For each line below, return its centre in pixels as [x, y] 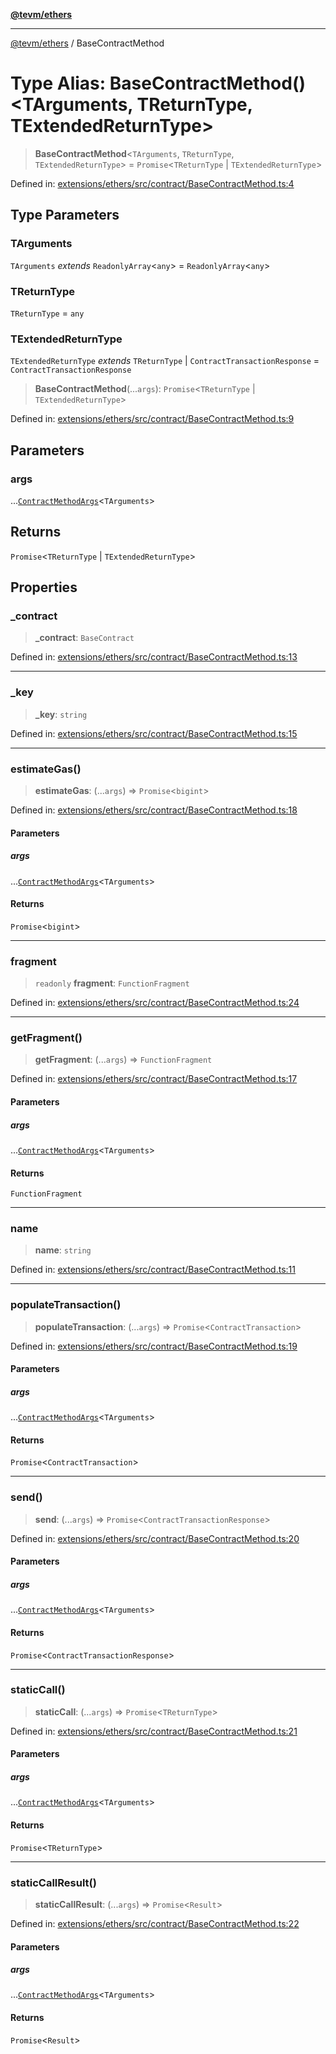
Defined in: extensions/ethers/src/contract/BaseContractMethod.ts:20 [155, 1538]
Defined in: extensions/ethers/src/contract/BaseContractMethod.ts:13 [154, 657]
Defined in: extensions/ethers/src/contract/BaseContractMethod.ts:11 [153, 1270]
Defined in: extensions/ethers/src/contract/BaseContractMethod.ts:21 [154, 1731]
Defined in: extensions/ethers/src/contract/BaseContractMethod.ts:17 [154, 1079]
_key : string [61, 714]
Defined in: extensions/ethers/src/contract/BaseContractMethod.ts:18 [154, 810]
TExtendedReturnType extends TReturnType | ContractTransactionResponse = [165, 361]
